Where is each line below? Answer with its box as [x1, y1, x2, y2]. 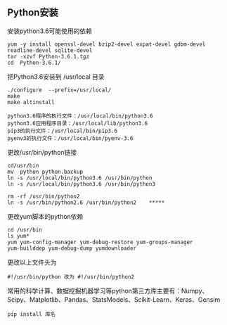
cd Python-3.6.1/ [7, 59, 61, 66]
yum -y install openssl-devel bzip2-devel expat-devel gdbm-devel [7, 41, 206, 48]
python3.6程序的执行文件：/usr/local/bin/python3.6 [7, 112, 153, 120]
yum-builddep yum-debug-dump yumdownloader [7, 245, 137, 252]
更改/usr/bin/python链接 [7, 148, 77, 156]
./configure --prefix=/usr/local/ [7, 87, 112, 94]
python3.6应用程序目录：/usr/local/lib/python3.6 [7, 120, 148, 127]
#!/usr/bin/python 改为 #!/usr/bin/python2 [7, 273, 135, 280]
